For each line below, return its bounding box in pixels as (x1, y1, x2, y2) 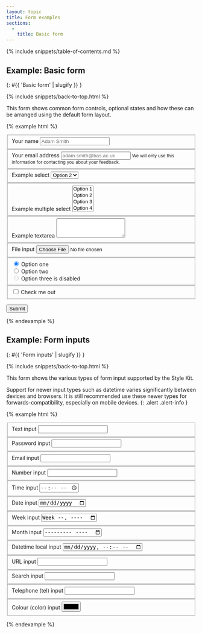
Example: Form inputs (6, 335, 90, 345)
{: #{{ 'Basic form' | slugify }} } (6, 81, 83, 88)
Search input (11, 572, 43, 579)
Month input (11, 529, 42, 536)
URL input (11, 558, 36, 565)
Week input (11, 514, 40, 521)
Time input (11, 483, 39, 491)
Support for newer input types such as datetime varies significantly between (6, 386, 197, 393)
